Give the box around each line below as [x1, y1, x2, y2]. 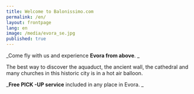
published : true [6, 36, 46, 42]
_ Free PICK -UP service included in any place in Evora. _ [6, 81, 144, 88]
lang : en [6, 25, 28, 31]
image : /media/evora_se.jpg [6, 31, 76, 36]
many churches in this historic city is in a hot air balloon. [6, 70, 143, 76]
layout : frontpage [6, 19, 51, 25]
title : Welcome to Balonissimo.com [6, 8, 94, 15]
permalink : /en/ [6, 14, 46, 20]
